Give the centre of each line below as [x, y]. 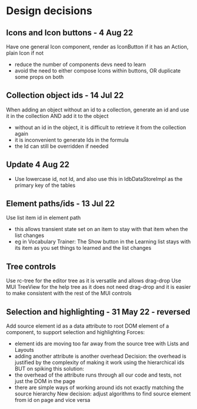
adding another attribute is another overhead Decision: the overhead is [100, 356]
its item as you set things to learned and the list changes [83, 248]
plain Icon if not [25, 53]
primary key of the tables [45, 185]
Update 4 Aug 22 [38, 165]
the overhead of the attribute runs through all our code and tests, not [98, 375]
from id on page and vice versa [52, 400]
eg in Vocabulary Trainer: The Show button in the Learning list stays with [103, 242]
